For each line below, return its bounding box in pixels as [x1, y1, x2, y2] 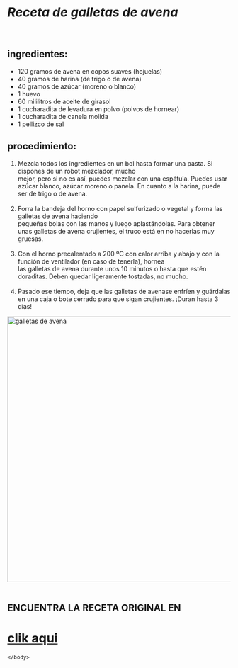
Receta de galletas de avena [7, 4, 178, 21]
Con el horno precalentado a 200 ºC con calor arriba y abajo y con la [17, 249, 220, 258]
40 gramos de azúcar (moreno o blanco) [17, 82, 137, 91]
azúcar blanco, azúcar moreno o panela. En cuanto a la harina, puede [17, 181, 221, 190]
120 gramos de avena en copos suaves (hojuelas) [17, 67, 163, 75]
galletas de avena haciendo [17, 212, 98, 220]
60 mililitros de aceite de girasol [17, 97, 111, 106]
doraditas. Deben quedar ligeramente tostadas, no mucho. [17, 272, 188, 281]
